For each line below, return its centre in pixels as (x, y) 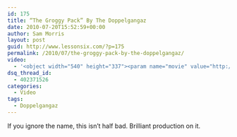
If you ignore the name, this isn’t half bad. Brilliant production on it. (104, 126)
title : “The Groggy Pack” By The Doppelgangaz (77, 20)
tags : (15, 100)
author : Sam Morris (36, 34)
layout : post (26, 40)
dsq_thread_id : (30, 73)
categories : (25, 86)
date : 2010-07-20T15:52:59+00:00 (56, 27)
